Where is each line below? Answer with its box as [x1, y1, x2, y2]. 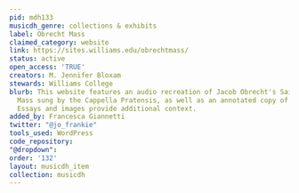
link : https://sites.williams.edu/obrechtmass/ [9, 46, 190, 55]
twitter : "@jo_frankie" [9, 121, 98, 130]
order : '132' [9, 153, 58, 163]
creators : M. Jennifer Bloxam [9, 71, 122, 80]
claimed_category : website [9, 37, 109, 47]
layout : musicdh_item [9, 162, 90, 171]
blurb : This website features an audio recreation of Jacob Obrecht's [9, 87, 277, 96]
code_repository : [9, 137, 74, 146]
